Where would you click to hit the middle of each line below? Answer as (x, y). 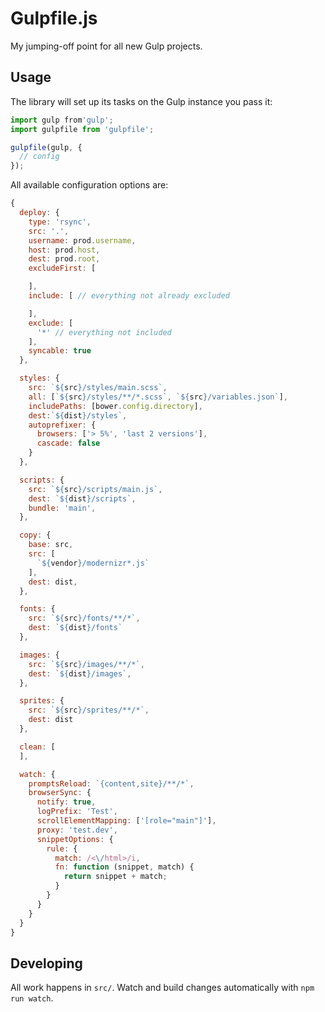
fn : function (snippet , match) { (124, 867)
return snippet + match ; (115, 877)
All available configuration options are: (89, 185)
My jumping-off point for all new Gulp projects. (106, 46)
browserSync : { (60, 793)
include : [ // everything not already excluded (129, 296)
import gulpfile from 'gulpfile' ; (82, 129)
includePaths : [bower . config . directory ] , (115, 406)
